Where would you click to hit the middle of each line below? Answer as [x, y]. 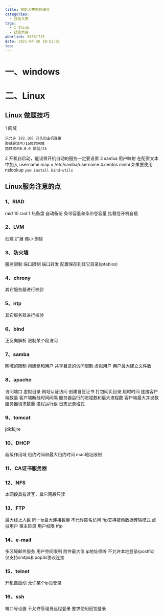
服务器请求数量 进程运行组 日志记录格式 [45, 403]
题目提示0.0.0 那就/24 [26, 149]
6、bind [15, 329]
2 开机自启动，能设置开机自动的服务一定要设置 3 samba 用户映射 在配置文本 [82, 158]
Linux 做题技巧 [27, 115]
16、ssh [15, 597]
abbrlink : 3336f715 [25, 37]
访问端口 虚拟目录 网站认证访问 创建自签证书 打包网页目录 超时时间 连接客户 [82, 391]
